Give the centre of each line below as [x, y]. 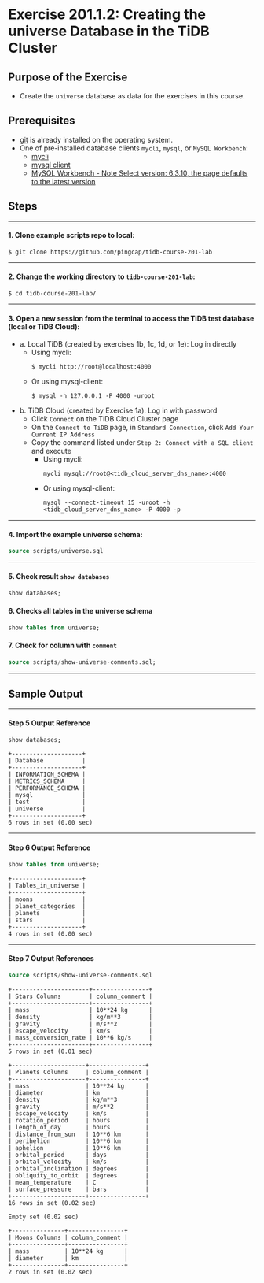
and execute [51, 451]
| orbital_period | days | [79, 1155]
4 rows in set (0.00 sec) [50, 934]
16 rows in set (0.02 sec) [52, 1203]
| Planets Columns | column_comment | [79, 1072]
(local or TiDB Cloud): [44, 326]
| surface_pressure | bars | [79, 1189]
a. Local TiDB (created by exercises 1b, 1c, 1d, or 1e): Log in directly [128, 344]
